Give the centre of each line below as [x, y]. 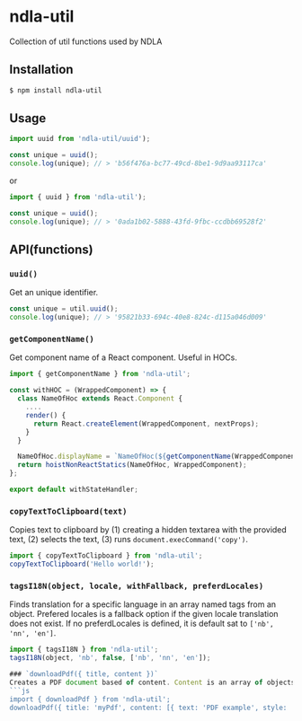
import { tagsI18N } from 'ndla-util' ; [84, 650]
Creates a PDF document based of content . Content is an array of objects [152, 682]
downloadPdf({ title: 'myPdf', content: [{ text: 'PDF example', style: [148, 708]
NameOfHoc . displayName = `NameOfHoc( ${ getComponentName [124, 457]
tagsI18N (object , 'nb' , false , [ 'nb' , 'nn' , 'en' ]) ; [110, 658]
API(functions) [51, 250]
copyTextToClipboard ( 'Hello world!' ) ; [82, 564]
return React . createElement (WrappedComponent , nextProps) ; [146, 424]
